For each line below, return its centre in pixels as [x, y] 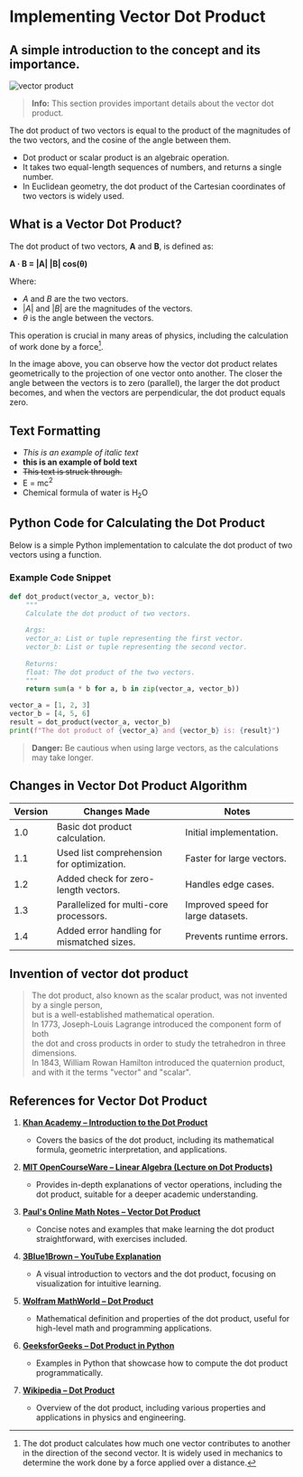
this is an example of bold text [80, 462]
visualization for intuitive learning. [98, 1284]
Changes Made [117, 811]
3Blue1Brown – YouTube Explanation [92, 1256]
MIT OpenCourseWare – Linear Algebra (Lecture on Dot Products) [147, 1167]
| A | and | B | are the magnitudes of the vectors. [107, 308]
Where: [23, 281]
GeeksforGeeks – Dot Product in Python [98, 1346]
